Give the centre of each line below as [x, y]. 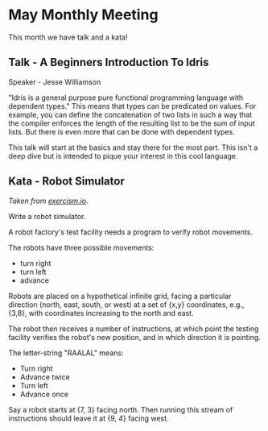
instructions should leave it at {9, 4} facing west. [89, 418]
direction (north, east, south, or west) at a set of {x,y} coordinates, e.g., [126, 305]
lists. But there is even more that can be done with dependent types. [122, 131]
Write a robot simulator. [47, 216]
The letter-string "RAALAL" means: [66, 353]
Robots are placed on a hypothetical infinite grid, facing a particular [120, 296]
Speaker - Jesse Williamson [55, 81]
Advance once [44, 394]
